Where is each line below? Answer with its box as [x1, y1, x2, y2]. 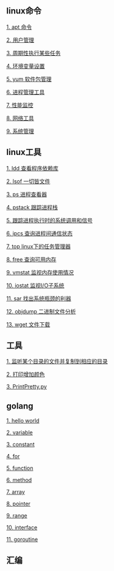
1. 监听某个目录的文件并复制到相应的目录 [6, 358, 108, 365]
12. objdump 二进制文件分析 [6, 308, 76, 315]
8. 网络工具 [6, 114, 35, 121]
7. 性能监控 [6, 101, 34, 108]
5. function [6, 464, 34, 472]
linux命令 [6, 6, 41, 17]
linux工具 [6, 147, 41, 157]
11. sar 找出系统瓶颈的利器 [6, 295, 71, 302]
